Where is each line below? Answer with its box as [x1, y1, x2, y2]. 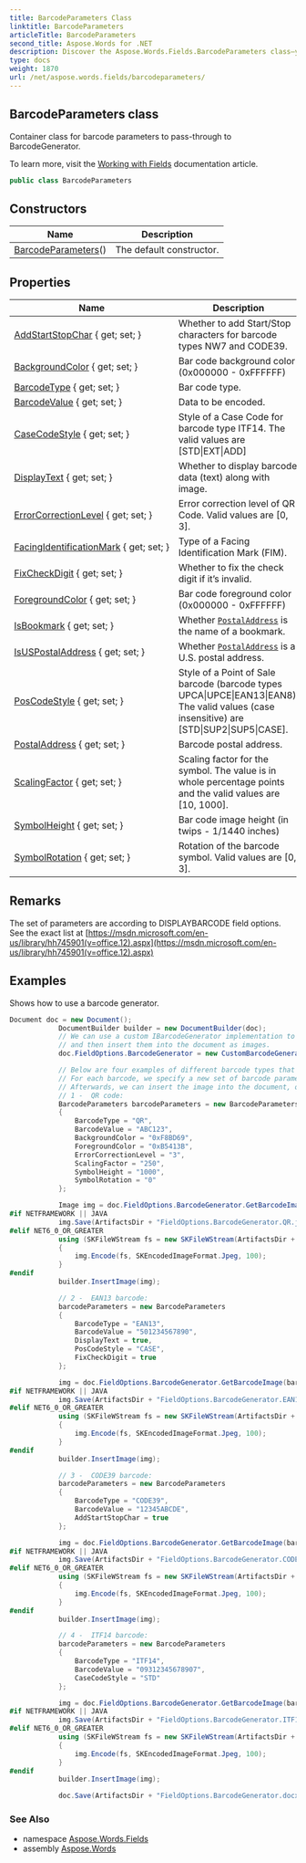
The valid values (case [178, 700, 275, 713]
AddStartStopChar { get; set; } [14, 329, 142, 341]
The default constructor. [115, 244, 219, 256]
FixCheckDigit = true [74, 1353, 157, 1363]
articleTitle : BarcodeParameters [9, 30, 137, 39]
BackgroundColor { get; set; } [14, 361, 138, 373]
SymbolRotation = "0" [74, 1176, 157, 1185]
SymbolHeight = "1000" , [74, 1167, 166, 1177]
